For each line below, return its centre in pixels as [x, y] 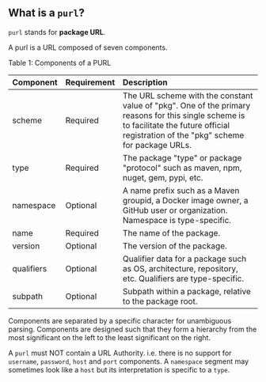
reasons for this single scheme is [184, 115]
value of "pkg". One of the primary [186, 105]
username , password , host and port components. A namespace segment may [129, 361]
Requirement [90, 82]
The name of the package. [171, 233]
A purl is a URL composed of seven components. [88, 47]
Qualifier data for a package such [184, 259]
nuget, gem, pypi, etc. [163, 177]
